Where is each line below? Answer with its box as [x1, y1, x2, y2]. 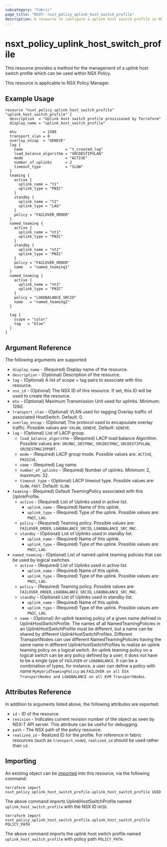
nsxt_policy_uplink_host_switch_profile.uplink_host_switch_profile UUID [5, 789, 162, 795]
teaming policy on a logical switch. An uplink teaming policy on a [19, 647, 153, 653]
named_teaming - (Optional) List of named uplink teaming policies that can [12, 552, 162, 558]
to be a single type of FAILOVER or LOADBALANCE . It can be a [19, 657, 138, 663]
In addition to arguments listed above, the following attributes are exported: [5, 701, 159, 707]
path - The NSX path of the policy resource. [12, 726, 102, 732]
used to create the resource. [12, 393, 71, 399]
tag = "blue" [14, 321, 46, 326]
